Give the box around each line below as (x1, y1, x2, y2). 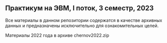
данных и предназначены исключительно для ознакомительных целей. (5, 22, 159, 28)
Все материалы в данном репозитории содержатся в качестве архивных (5, 17, 162, 23)
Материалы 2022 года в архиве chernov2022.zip (5, 32, 109, 38)
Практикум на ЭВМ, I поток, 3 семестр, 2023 (5, 4, 154, 12)
